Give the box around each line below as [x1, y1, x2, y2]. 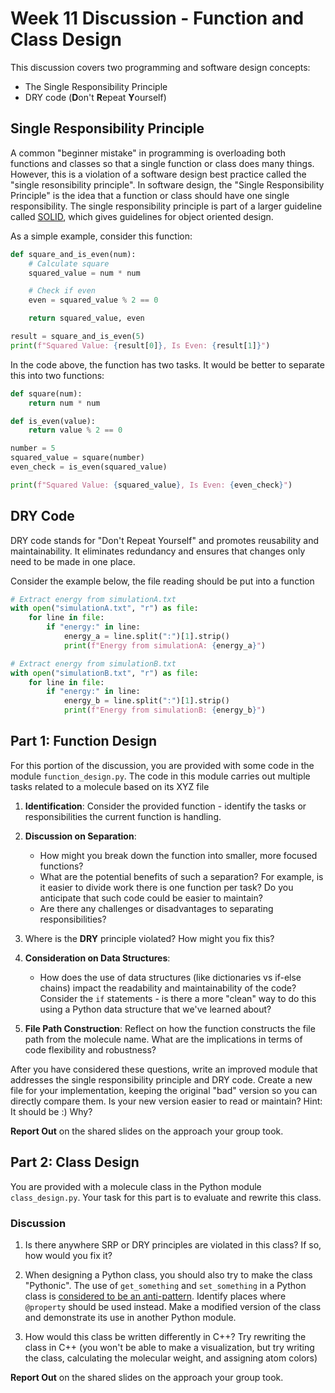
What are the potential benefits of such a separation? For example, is [39, 870, 324, 882]
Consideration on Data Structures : [24, 952, 171, 964]
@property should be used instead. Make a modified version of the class [24, 1300, 322, 1312]
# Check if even [28, 286, 97, 296]
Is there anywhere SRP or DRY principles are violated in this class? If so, [24, 1238, 322, 1251]
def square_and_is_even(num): [10, 249, 137, 259]
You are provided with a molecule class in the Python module [10, 1180, 262, 1192]
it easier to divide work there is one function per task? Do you [39, 881, 294, 893]
